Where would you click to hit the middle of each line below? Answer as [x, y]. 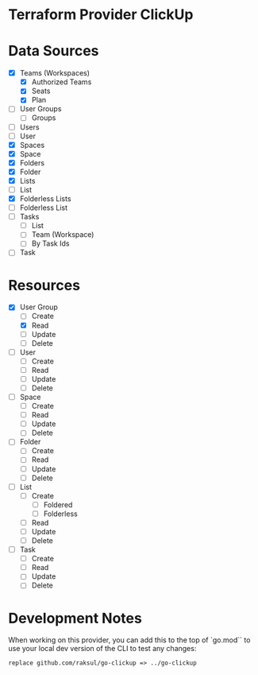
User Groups [40, 109]
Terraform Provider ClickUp [101, 15]
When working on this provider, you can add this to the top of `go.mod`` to [129, 640]
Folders [32, 163]
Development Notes [75, 618]
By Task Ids [50, 243]
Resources [44, 285]
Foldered [58, 504]
